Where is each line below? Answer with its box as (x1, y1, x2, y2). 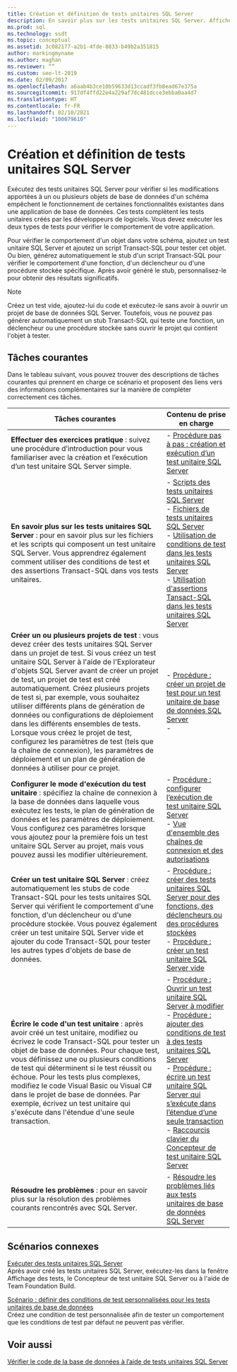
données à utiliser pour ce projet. (11, 763, 121, 773)
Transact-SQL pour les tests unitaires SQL (11, 893, 152, 903)
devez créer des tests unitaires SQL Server (11, 639, 153, 649)
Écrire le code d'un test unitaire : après (11, 1019, 144, 1029)
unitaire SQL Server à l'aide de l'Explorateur (11, 657, 156, 667)
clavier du (166, 1134, 200, 1144)
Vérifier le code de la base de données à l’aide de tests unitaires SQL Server (7, 1357, 229, 1366)
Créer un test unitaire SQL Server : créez (11, 875, 150, 885)
